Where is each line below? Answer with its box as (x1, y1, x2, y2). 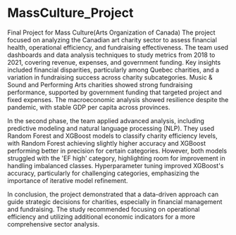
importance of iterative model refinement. (7, 176, 128, 184)
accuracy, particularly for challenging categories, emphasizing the (7, 169, 199, 177)
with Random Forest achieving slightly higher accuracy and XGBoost (7, 139, 206, 147)
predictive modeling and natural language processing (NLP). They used (7, 124, 215, 132)
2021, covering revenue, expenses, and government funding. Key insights (7, 58, 221, 66)
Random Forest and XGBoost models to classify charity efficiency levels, (7, 132, 218, 140)
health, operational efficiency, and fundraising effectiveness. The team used (7, 43, 229, 51)
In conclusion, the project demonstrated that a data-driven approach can (7, 190, 219, 198)
